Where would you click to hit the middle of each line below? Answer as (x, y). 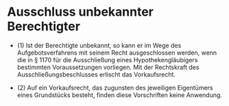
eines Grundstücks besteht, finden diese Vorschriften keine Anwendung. (120, 95)
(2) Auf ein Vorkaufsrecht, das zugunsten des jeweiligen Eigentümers (115, 88)
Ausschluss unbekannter (81, 12)
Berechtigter (44, 26)
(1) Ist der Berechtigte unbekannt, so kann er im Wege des (99, 45)
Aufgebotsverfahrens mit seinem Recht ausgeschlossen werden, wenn (117, 53)
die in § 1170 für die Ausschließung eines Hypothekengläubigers (107, 59)
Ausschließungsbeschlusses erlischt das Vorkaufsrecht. (96, 74)
